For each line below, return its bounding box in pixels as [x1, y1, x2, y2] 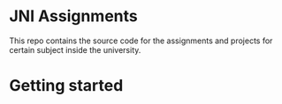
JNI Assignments [9, 6, 139, 26]
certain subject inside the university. [9, 44, 141, 55]
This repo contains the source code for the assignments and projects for [9, 35, 273, 46]
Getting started [9, 76, 124, 96]
